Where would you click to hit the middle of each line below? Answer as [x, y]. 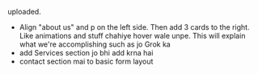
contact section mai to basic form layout [86, 61]
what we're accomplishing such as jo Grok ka [95, 44]
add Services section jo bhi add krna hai [86, 53]
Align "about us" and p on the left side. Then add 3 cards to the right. [134, 27]
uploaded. [24, 12]
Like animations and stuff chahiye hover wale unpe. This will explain [132, 36]
